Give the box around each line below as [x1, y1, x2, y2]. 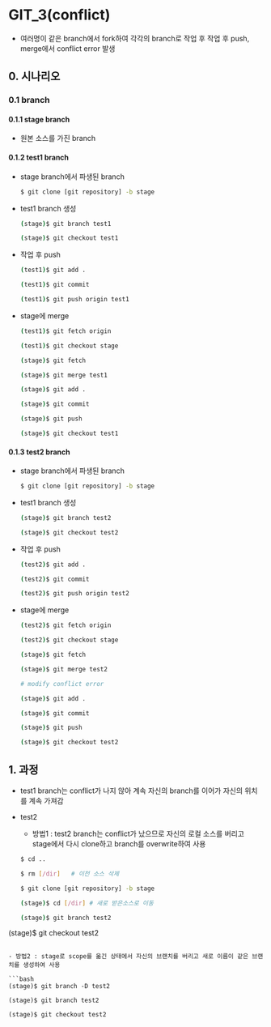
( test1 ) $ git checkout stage [19, 342, 119, 350]
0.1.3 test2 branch [8, 447, 70, 457]
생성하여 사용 [23, 961, 61, 969]
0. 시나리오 [8, 70, 61, 83]
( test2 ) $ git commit [19, 575, 90, 583]
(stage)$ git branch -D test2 [8, 982, 111, 991]
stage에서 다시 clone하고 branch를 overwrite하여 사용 [32, 839, 206, 849]
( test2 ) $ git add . [19, 560, 87, 569]
